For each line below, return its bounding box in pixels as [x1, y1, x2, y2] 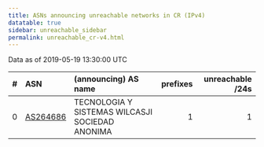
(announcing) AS [73, 74, 139, 85]
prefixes [160, 79, 193, 90]
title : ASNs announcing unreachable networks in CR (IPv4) [8, 11, 206, 20]
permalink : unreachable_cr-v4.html [8, 33, 125, 42]
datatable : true [8, 19, 61, 27]
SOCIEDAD [73, 116, 115, 127]
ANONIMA [73, 127, 112, 138]
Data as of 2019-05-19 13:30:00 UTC [8, 55, 127, 64]
